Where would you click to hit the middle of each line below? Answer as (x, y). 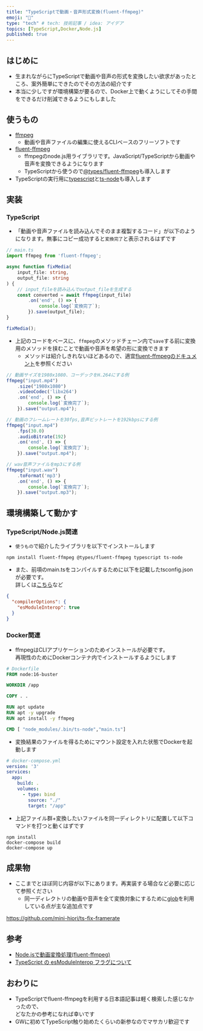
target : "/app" (47, 806)
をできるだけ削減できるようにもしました (65, 99)
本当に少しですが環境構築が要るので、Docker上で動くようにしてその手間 (106, 91)
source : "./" (45, 800)
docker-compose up (29, 848)
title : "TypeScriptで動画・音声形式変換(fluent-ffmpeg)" (75, 12)
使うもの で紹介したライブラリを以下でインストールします (85, 546)
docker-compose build (34, 843)
